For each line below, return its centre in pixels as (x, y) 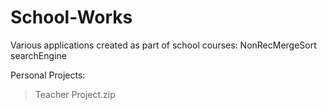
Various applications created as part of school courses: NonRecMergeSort (163, 45)
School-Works (71, 17)
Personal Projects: (48, 75)
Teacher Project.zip (75, 94)
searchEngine (38, 55)
